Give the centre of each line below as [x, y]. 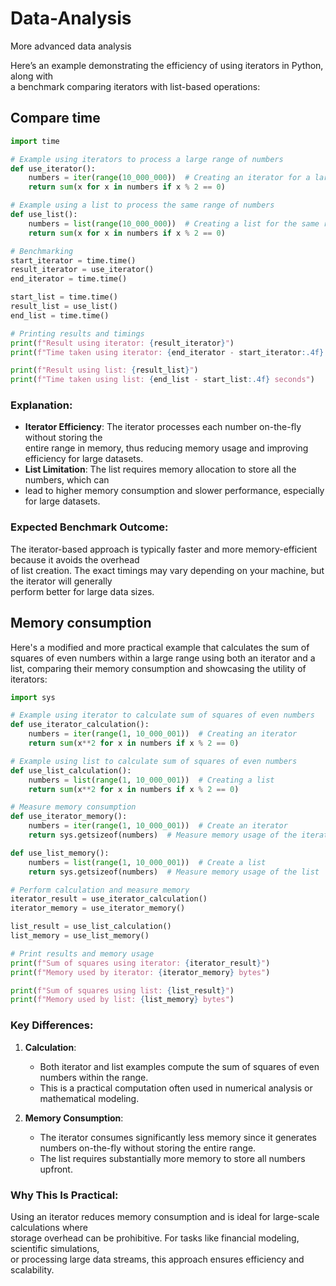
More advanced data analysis [71, 46]
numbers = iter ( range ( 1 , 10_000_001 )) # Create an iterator [158, 826]
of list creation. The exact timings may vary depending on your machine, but [167, 570]
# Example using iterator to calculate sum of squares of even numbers [162, 715]
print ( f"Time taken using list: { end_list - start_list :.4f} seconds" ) [162, 380]
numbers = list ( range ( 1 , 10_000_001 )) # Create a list [147, 862]
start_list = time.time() [64, 297]
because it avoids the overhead [75, 559]
